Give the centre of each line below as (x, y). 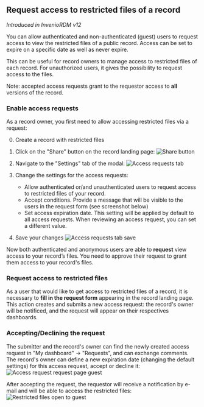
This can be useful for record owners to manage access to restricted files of (102, 61)
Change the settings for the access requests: (72, 175)
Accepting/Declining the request (56, 333)
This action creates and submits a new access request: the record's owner (100, 305)
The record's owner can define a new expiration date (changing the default (100, 359)
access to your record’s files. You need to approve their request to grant (97, 256)
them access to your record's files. (50, 263)
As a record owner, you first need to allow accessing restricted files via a (97, 122)
